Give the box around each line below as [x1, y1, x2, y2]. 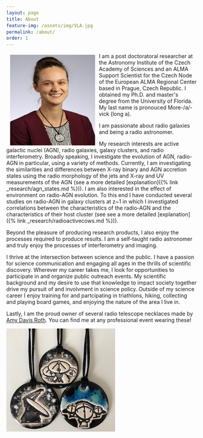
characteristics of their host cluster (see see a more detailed [6, 211, 156, 218]
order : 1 [6, 35, 28, 42]
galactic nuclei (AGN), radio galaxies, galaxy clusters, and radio [6, 147, 164, 154]
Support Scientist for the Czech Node [98, 72, 192, 79]
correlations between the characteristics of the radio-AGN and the [6, 204, 171, 211]
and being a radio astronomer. [98, 129, 174, 136]
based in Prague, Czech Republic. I [98, 85, 186, 92]
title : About [6, 16, 39, 22]
